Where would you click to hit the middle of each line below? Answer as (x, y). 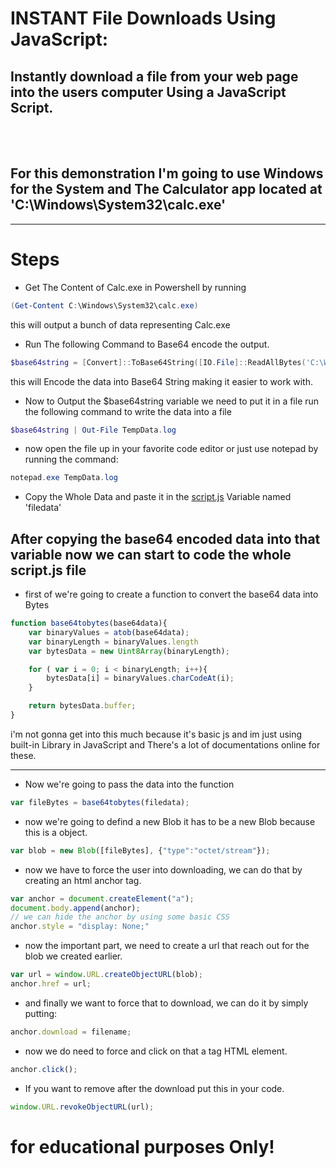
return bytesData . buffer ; (82, 706)
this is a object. (56, 832)
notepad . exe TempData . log (64, 478)
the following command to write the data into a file (128, 411)
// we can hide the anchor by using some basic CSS (120, 917)
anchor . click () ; (44, 1069)
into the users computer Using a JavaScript (148, 92)
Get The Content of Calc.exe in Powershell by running (135, 287)
